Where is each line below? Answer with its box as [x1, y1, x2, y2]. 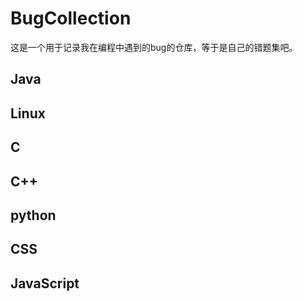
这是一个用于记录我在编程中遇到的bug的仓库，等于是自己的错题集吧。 [10, 41, 298, 53]
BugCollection [10, 7, 132, 30]
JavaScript [10, 275, 80, 292]
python [10, 207, 57, 224]
